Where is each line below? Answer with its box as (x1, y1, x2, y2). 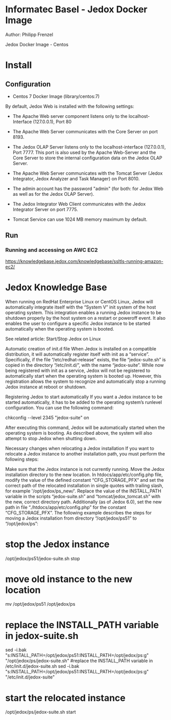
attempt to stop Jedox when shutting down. (5, 435, 97, 441)
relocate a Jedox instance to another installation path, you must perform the (5, 450, 165, 457)
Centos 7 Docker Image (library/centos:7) (12, 93, 100, 99)
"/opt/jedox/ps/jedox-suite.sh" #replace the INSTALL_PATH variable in (5, 657, 153, 664)
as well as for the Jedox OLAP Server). (12, 191, 94, 197)
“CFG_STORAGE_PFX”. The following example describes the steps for (5, 509, 152, 516)
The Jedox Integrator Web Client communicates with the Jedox (12, 201, 146, 207)
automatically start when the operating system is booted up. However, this (5, 373, 162, 379)
